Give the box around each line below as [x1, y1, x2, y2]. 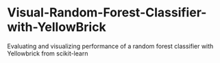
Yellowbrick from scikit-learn [7, 49, 88, 58]
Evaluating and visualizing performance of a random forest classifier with [7, 42, 214, 50]
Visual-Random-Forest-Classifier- [7, 5, 207, 21]
